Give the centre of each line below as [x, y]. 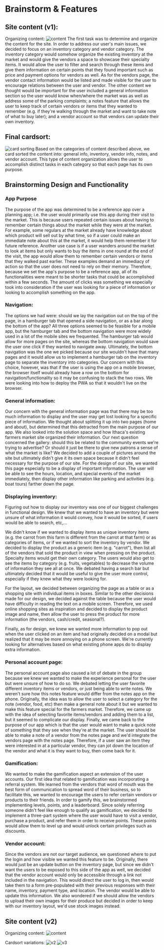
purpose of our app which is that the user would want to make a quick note [81, 725]
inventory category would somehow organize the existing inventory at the [79, 54]
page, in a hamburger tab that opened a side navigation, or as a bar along [79, 321]
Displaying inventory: [31, 497]
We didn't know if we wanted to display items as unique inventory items [77, 532]
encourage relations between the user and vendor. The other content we [78, 85]
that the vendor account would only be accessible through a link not [73, 875]
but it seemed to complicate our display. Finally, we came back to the [74, 719]
